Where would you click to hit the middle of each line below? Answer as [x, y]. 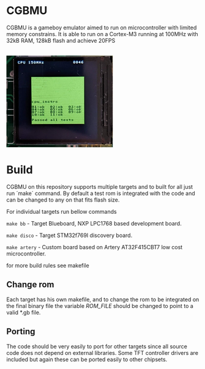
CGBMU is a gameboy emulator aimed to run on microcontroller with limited [102, 27]
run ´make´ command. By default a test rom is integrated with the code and [101, 193]
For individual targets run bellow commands [62, 211]
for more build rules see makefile [48, 265]
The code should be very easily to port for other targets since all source [97, 346]
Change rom [30, 285]
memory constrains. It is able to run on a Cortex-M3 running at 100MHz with [102, 34]
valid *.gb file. [24, 312]
